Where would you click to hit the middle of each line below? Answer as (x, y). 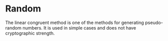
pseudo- (154, 22)
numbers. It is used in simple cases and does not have (79, 27)
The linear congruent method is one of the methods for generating (75, 22)
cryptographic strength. (30, 33)
